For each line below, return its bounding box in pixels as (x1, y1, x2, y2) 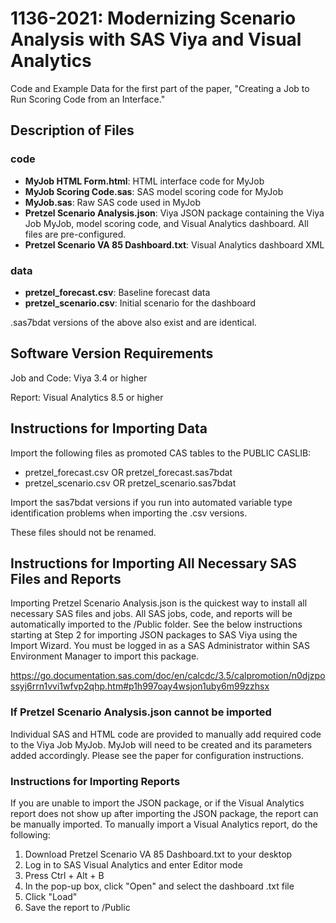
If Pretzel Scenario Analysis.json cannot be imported (10, 705, 272, 719)
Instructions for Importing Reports (10, 774, 181, 788)
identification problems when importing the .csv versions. (10, 507, 248, 519)
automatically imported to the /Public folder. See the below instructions (10, 618, 303, 631)
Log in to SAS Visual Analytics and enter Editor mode (24, 858, 243, 871)
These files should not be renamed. (10, 526, 157, 538)
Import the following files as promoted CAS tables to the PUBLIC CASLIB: (10, 447, 312, 459)
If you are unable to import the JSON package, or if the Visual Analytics (10, 797, 305, 809)
